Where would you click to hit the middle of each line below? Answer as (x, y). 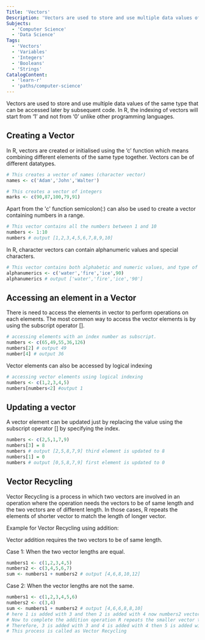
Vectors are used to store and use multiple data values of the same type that (103, 104)
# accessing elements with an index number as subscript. (81, 337)
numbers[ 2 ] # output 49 (37, 348)
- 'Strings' (27, 69)
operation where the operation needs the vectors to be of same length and (100, 503)
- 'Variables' (30, 52)
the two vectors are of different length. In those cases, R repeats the (92, 510)
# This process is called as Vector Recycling (67, 631)
